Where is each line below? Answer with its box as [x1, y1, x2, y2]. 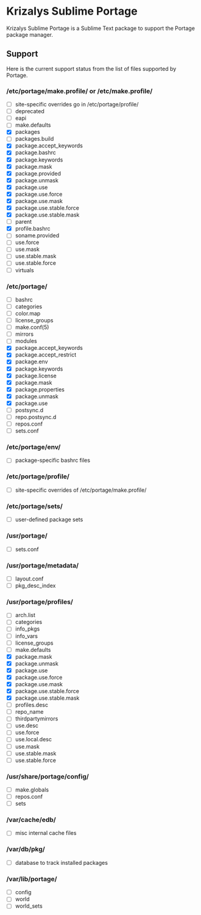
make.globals [15, 786, 49, 793]
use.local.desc [15, 736, 52, 743]
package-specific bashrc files [15, 457, 90, 464]
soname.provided [15, 232, 60, 239]
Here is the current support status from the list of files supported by [6, 65, 177, 72]
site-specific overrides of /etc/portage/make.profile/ [15, 486, 147, 494]
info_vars [15, 632, 38, 640]
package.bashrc [15, 149, 56, 157]
